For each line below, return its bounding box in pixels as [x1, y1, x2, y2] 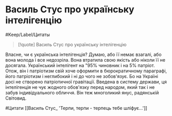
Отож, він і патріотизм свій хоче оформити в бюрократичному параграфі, [5, 68, 167, 74]
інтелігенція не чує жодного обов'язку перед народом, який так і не [5, 84, 155, 90]
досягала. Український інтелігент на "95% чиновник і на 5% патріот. [5, 62, 155, 68]
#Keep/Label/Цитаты [5, 31, 50, 37]
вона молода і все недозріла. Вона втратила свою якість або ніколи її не [5, 56, 166, 63]
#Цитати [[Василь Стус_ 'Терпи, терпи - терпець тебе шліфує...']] [5, 105, 147, 111]
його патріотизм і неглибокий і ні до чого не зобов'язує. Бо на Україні [5, 73, 158, 79]
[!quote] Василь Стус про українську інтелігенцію [17, 41, 127, 47]
